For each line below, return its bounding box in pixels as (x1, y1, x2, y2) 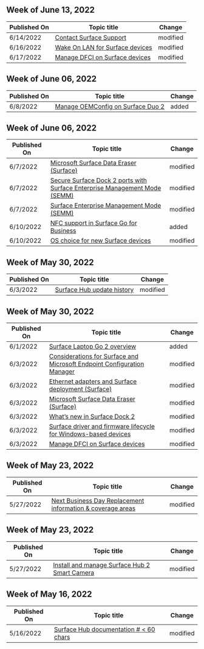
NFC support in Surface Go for (50, 219, 138, 227)
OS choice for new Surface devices (50, 236, 151, 245)
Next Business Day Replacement (51, 496, 144, 505)
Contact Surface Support (55, 33, 126, 41)
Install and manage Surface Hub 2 (53, 561, 151, 569)
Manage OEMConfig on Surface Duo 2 (55, 102, 165, 110)
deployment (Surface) (49, 385, 112, 394)
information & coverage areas (51, 504, 136, 512)
